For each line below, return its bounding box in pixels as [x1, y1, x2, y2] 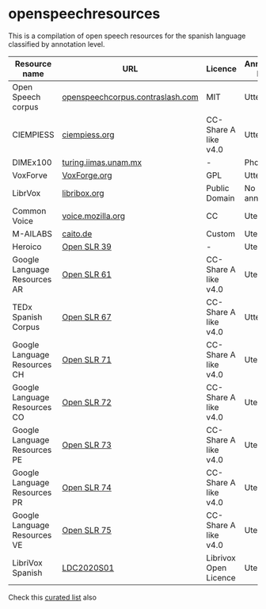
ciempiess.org [62, 128, 115, 140]
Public [206, 182, 230, 193]
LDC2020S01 [62, 562, 115, 573]
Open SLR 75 [62, 524, 112, 535]
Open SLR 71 [62, 354, 112, 365]
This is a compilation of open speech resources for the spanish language [8, 31, 246, 40]
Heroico [12, 241, 42, 252]
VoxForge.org [62, 170, 112, 181]
